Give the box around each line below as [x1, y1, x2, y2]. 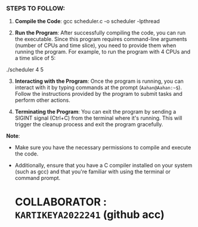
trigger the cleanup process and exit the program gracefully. [14, 121, 163, 128]
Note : [6, 132, 20, 139]
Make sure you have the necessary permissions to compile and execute [14, 144, 191, 151]
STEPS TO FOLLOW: [6, 4, 66, 13]
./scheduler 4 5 [6, 66, 44, 73]
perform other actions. [14, 97, 70, 104]
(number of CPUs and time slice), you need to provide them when [14, 42, 177, 49]
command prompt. [14, 175, 61, 182]
